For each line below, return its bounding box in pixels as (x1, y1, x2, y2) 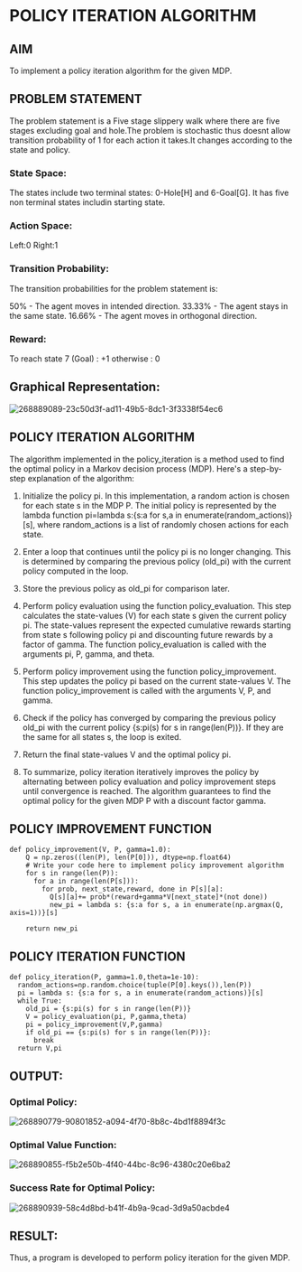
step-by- (249, 463, 282, 474)
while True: (17, 996, 63, 1005)
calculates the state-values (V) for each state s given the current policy (22, 610, 287, 621)
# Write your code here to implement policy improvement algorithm (25, 861, 284, 870)
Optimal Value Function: (9, 1138, 117, 1151)
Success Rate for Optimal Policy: (9, 1182, 156, 1194)
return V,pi (17, 1044, 63, 1053)
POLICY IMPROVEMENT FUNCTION (9, 821, 212, 837)
